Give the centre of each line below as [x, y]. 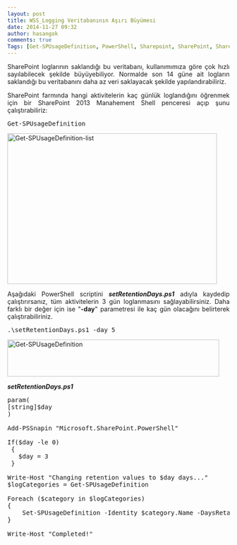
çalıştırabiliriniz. [30, 317]
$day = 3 [34, 457]
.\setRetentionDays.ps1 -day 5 [61, 330]
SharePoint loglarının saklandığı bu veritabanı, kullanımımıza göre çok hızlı [119, 67]
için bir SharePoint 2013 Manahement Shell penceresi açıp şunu [119, 103]
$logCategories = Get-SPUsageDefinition [78, 485]
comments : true [30, 40]
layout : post [26, 14]
